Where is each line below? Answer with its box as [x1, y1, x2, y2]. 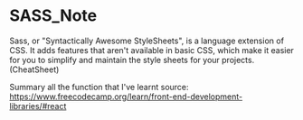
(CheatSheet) [9, 64, 60, 75]
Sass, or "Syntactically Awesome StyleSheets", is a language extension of [9, 35, 285, 46]
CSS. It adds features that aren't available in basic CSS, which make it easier [9, 44, 294, 55]
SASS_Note [9, 5, 98, 26]
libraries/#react [9, 100, 67, 111]
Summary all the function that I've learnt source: [9, 81, 189, 92]
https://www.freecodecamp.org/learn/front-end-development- [9, 91, 242, 102]
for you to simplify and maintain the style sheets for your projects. [9, 54, 255, 65]
